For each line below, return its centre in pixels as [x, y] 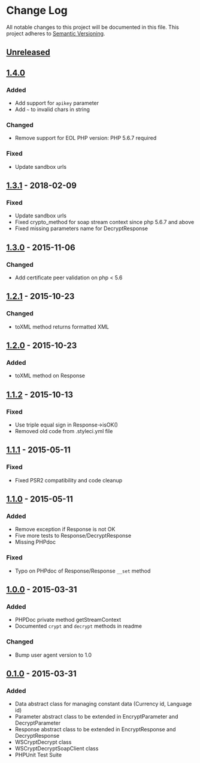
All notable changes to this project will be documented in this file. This [93, 27]
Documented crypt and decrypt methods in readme [78, 626]
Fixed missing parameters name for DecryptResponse [81, 228]
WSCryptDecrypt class [43, 742]
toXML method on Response [50, 375]
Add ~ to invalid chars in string [52, 109]
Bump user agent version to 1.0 [53, 655]
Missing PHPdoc [35, 542]
